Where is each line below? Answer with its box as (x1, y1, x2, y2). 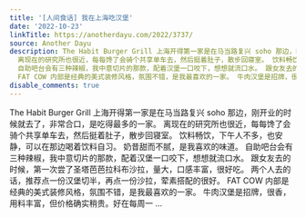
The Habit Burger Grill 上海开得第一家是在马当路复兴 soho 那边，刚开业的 (9, 106, 284, 118)
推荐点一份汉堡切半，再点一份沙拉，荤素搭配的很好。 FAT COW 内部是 (25, 174, 290, 186)
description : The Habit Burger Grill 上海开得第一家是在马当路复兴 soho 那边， (9, 47, 296, 56)
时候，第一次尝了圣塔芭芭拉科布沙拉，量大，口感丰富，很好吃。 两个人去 (9, 163, 283, 174)
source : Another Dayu (9, 38, 92, 48)
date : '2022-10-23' (9, 22, 84, 31)
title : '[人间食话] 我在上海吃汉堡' (9, 13, 134, 23)
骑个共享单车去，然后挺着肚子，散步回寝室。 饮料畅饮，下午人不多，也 (9, 129, 275, 141)
